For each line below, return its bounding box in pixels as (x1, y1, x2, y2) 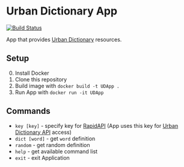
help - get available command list (14, 148, 98, 155)
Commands (6, 106, 51, 116)
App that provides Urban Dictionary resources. (6, 36, 122, 43)
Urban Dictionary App (6, 4, 118, 18)
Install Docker (14, 69, 49, 77)
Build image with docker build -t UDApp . (14, 82, 120, 89)
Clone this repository (14, 75, 67, 83)
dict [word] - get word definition (14, 134, 96, 142)
